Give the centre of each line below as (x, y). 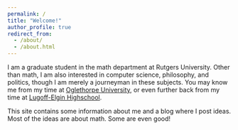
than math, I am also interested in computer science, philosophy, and (108, 75)
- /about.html (34, 47)
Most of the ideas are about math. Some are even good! (89, 119)
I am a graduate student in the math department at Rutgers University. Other (119, 67)
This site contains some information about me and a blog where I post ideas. (119, 111)
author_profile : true (39, 27)
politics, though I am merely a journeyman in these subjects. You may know (118, 82)
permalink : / (27, 14)
